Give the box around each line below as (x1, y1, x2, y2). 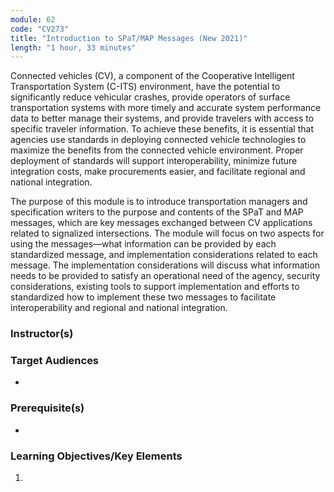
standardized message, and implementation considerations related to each (10, 249, 318, 261)
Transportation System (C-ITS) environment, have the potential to (10, 81, 281, 93)
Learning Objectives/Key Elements (10, 449, 183, 463)
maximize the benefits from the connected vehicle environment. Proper (10, 144, 304, 156)
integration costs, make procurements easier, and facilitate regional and (10, 166, 306, 178)
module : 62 (10, 14, 56, 25)
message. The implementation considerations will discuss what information (10, 259, 321, 271)
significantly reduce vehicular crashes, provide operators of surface (10, 91, 291, 103)
